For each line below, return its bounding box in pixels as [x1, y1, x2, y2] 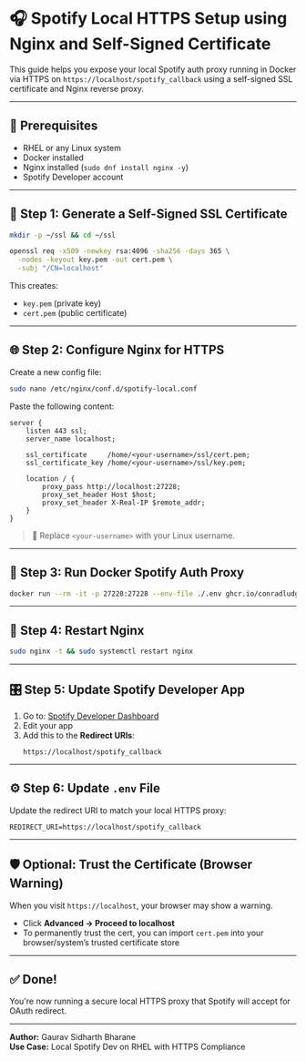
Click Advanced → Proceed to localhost [22, 917, 175, 928]
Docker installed [22, 152, 85, 163]
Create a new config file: [9, 366, 102, 377]
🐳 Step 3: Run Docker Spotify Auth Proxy [9, 565, 245, 580]
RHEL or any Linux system [22, 142, 121, 153]
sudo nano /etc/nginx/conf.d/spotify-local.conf [9, 384, 198, 393]
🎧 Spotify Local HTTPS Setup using [9, 8, 288, 29]
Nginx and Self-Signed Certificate [9, 34, 271, 55]
